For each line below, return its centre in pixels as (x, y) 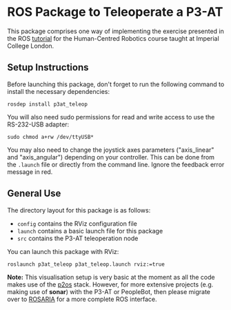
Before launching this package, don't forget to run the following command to (116, 84)
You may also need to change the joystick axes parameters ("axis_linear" (111, 150)
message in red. (30, 172)
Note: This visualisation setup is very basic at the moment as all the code (111, 277)
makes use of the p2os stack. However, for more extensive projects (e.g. (110, 284)
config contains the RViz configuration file (77, 223)
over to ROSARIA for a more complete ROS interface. (82, 299)
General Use (34, 194)
